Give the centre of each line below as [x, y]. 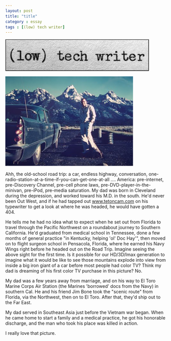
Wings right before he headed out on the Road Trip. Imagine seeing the [80, 249]
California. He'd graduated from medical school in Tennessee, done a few [83, 233]
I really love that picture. [31, 333]
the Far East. [19, 303]
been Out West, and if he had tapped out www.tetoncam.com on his [77, 201]
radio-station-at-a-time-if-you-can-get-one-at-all [57, 179]
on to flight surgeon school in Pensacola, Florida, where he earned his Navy [85, 244]
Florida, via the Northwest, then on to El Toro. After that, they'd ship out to [83, 297]
